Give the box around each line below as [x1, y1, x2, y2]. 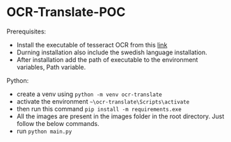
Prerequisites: [6, 27, 47, 35]
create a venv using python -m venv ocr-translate [16, 90, 163, 98]
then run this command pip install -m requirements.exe [16, 104, 182, 113]
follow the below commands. [16, 119, 99, 127]
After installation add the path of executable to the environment [16, 55, 198, 63]
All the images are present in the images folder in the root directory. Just [16, 112, 225, 120]
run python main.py [16, 127, 72, 135]
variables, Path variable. [16, 63, 86, 71]
